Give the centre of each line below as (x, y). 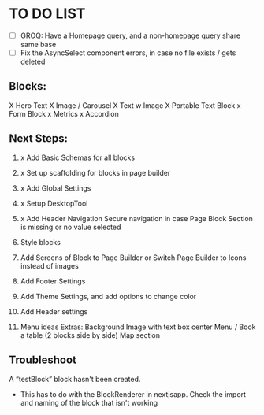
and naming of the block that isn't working (89, 402)
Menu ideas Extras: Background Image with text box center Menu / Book (138, 327)
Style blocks (41, 242)
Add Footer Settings (53, 281)
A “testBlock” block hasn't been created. (75, 379)
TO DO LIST (47, 14)
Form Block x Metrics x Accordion (64, 113)
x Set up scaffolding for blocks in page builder (95, 172)
